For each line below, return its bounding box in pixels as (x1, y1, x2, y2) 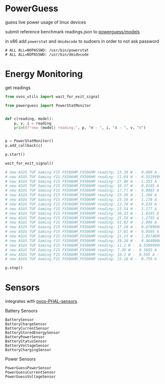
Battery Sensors (5, 308, 38, 314)
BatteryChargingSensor (5, 348, 52, 353)
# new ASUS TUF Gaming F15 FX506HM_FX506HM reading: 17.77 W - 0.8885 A (5, 188, 160, 193)
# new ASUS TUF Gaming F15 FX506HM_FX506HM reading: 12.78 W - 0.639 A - (5, 202, 162, 207)
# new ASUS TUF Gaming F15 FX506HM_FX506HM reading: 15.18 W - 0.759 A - (5, 257, 162, 262)
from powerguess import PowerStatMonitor (5, 103, 91, 108)
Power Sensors (5, 356, 36, 362)
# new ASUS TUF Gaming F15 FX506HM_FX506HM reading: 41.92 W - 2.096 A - (5, 220, 162, 225)
